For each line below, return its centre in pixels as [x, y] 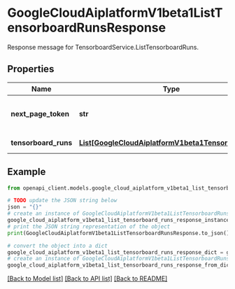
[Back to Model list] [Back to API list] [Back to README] [87, 279]
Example [27, 172]
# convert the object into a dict [58, 246]
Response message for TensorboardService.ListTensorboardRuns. [103, 47]
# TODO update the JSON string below [62, 201]
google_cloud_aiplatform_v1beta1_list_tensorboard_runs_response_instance [119, 220]
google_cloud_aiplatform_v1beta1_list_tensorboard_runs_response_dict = [115, 252]
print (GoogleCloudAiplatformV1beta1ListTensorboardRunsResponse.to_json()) [120, 233]
